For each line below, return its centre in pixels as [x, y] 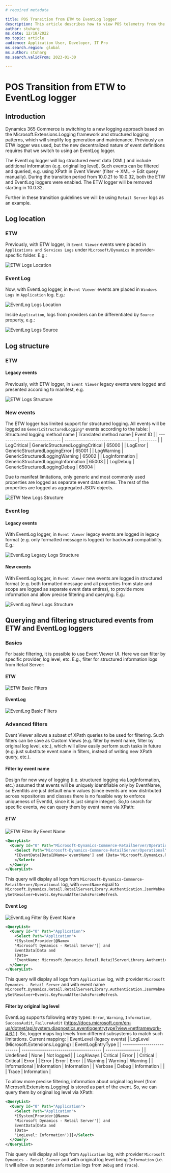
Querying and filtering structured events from [79, 620]
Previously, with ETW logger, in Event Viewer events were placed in [76, 244]
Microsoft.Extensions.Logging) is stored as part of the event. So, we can [81, 1087]
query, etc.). [18, 757]
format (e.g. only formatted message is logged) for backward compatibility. [84, 540]
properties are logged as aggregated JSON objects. [59, 488]
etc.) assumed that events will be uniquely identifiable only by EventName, [83, 785]
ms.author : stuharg [26, 52]
